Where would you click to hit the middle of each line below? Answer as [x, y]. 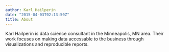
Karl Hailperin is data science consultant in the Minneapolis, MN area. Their [84, 34]
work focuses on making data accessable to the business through [75, 39]
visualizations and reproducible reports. [47, 44]
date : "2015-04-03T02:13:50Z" [38, 15]
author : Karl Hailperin [31, 10]
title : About [19, 19]
